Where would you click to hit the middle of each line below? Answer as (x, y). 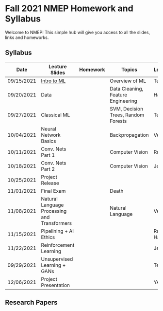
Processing (54, 211)
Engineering (123, 101)
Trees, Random (127, 115)
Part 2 (48, 169)
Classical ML (56, 115)
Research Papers (31, 302)
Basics (49, 141)
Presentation (56, 285)
